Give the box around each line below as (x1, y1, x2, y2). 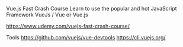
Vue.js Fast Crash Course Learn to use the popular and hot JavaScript (6, 5, 177, 12)
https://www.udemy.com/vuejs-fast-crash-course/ (6, 23, 130, 29)
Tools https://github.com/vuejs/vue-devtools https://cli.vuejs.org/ (6, 34, 166, 41)
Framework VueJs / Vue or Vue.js (6, 11, 88, 18)
